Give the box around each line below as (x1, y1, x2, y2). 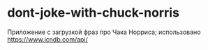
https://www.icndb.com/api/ (7, 35, 89, 43)
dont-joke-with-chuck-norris (7, 5, 180, 21)
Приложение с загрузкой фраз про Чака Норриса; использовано (7, 28, 201, 36)
